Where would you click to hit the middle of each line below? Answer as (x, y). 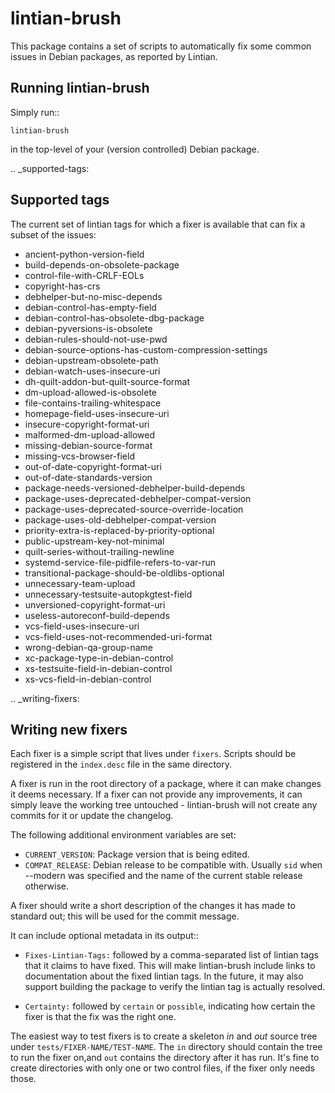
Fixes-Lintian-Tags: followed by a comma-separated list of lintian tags (172, 955)
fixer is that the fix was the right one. (100, 1017)
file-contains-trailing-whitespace (93, 403)
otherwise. (47, 886)
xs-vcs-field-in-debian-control (88, 679)
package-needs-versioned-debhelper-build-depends (135, 488)
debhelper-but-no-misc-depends (93, 296)
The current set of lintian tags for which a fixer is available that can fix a (158, 224)
